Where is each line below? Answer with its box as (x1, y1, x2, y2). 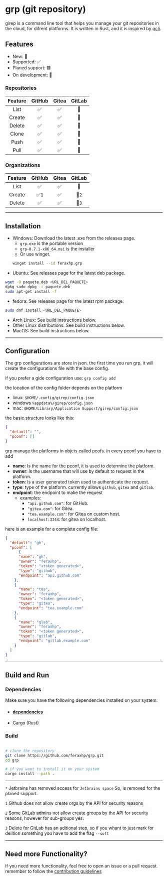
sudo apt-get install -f (5, 289, 57, 294)
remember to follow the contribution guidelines (5, 868, 102, 874)
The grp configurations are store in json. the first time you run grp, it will (5, 360, 153, 366)
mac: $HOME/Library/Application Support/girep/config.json (12, 405, 138, 411)
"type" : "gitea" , (18, 601, 55, 606)
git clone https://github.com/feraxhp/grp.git (5, 753, 104, 758)
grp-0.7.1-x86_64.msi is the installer (19, 246, 95, 252)
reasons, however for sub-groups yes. (5, 815, 84, 821)
